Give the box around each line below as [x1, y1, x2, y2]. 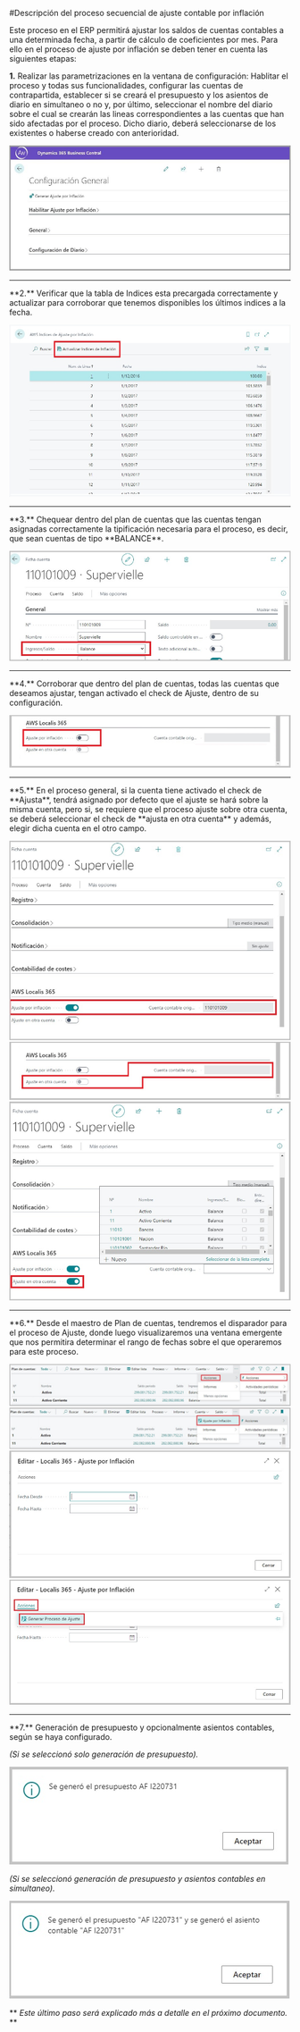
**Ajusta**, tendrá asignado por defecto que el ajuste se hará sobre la [9, 794, 269, 805]
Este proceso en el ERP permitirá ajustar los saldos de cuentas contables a [9, 25, 284, 35]
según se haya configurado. [9, 1732, 112, 1742]
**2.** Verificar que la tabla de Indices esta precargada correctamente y [9, 288, 279, 298]
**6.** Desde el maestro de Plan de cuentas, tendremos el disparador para [9, 1318, 287, 1329]
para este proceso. [9, 1347, 79, 1357]
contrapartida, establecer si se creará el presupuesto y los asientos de [9, 89, 269, 100]
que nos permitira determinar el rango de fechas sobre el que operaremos [9, 1337, 283, 1348]
